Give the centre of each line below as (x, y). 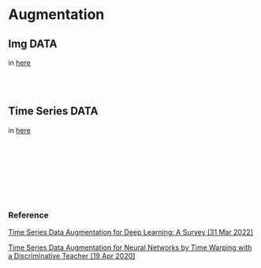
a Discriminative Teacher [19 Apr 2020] (72, 256)
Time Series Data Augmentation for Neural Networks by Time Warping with (130, 247)
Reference (28, 215)
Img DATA (33, 44)
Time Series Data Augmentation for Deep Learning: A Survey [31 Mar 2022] (131, 232)
